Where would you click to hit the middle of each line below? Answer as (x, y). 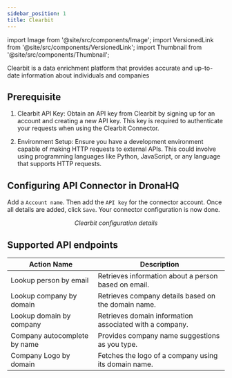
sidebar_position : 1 (37, 13)
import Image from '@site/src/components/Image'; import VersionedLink (110, 39)
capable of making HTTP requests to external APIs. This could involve (116, 149)
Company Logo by (40, 355)
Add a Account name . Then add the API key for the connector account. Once (115, 202)
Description (159, 264)
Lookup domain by (41, 316)
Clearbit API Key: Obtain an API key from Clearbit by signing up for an (116, 114)
